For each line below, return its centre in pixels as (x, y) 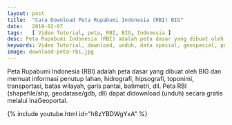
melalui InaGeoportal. (37, 100)
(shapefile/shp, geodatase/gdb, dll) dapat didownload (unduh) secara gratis (115, 93)
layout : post (26, 13)
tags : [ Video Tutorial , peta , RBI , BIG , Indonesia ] (89, 33)
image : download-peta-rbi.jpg (51, 52)
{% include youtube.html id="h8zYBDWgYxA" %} (77, 113)
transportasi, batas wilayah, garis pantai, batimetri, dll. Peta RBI (97, 86)
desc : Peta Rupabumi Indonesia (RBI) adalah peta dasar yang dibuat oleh (116, 39)
